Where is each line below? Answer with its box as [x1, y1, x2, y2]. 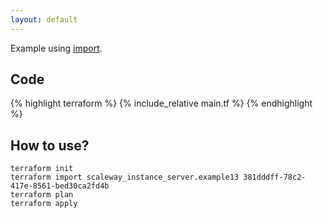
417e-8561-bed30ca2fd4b [10, 181, 110, 191]
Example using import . [10, 42, 103, 54]
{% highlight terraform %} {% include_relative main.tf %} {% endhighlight [10, 97, 313, 110]
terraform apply [10, 199, 78, 209]
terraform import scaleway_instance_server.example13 [10, 172, 240, 183]
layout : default [10, 14, 78, 25]
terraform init [10, 164, 74, 174]
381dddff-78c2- [243, 172, 307, 183]
